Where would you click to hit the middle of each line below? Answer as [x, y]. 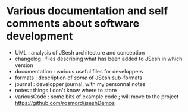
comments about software [73, 23]
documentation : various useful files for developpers [79, 71]
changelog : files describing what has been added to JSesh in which [98, 59]
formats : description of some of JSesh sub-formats [79, 78]
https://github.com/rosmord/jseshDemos [65, 103]
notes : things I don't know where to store [66, 90]
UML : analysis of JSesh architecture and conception [80, 52]
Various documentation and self [87, 11]
